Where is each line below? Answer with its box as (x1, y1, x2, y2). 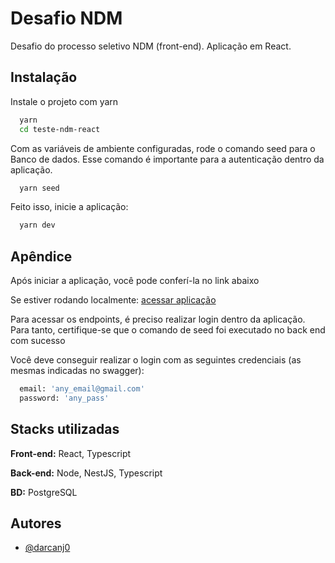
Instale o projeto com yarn (10, 95, 119, 107)
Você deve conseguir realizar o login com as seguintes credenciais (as (10, 354, 302, 366)
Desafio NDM (10, 7, 123, 30)
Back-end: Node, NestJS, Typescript (10, 467, 163, 479)
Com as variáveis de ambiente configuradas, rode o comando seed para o (10, 142, 316, 154)
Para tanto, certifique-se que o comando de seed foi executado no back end (10, 324, 326, 336)
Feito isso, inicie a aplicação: (10, 201, 129, 213)
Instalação (10, 69, 78, 86)
